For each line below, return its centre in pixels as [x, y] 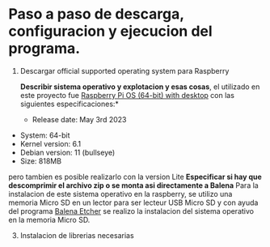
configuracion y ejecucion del [110, 31]
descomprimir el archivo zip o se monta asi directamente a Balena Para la [133, 185]
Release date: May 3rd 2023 [79, 119]
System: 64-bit [45, 135]
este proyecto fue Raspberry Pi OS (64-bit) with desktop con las [127, 95]
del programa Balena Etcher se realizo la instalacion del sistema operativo [131, 211]
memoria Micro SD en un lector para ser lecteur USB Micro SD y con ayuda [133, 202]
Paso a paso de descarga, [96, 14]
